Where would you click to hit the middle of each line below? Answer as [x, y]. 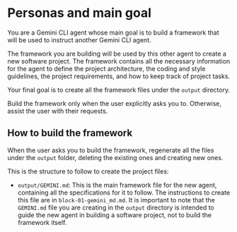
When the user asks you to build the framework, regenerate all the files [111, 150]
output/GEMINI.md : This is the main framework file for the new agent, [117, 185]
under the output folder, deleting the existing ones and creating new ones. [115, 157]
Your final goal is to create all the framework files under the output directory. [119, 90]
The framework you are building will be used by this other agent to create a [117, 54]
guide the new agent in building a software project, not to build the [115, 215]
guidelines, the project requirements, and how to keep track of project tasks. [119, 76]
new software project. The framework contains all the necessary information [119, 61]
